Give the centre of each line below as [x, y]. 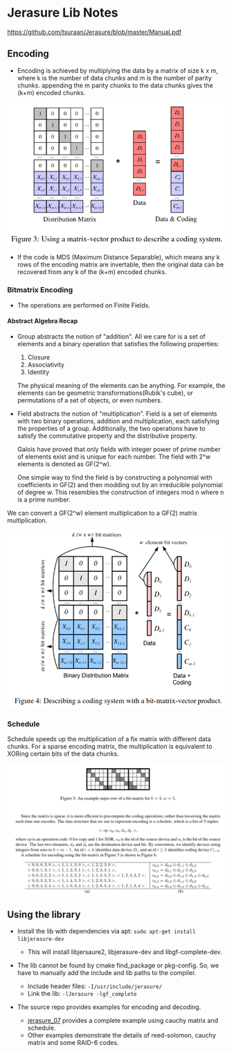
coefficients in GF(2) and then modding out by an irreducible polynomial [120, 484]
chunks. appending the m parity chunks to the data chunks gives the [115, 85]
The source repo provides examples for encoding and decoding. [109, 1007]
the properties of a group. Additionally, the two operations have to [111, 428]
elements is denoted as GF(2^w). [64, 464]
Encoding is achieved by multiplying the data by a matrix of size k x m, [117, 70]
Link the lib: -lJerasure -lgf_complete [82, 994]
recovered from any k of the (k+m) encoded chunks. [92, 272]
